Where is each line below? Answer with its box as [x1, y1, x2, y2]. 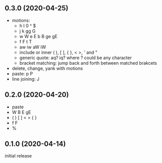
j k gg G [19, 28, 36, 34]
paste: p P [11, 70, 33, 77]
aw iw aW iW [19, 44, 46, 50]
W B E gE [11, 109, 31, 115]
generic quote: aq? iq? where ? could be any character [19, 55, 132, 61]
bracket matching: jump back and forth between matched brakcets [19, 60, 157, 66]
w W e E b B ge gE [19, 33, 58, 39]
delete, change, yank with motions [11, 65, 83, 71]
